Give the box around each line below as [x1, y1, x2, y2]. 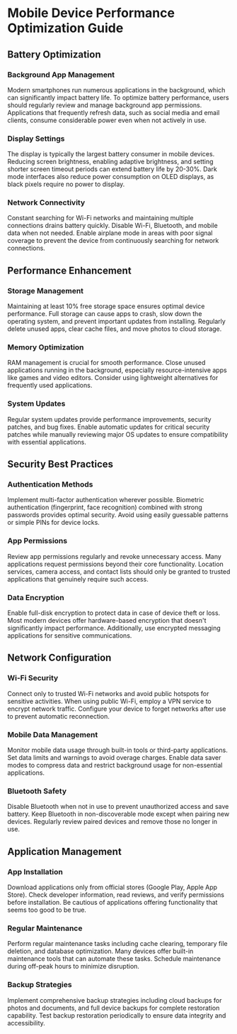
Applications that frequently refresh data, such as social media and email [7, 108, 220, 116]
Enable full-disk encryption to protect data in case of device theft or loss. [7, 609, 221, 617]
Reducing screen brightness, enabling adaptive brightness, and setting [7, 158, 214, 166]
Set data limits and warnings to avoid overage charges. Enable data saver [7, 753, 221, 762]
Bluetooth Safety [7, 786, 67, 796]
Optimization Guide [7, 20, 124, 36]
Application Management [7, 845, 122, 857]
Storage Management [7, 285, 83, 295]
